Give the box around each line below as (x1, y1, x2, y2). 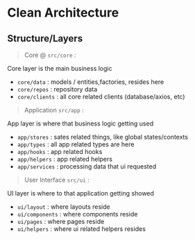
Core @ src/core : (24, 51, 76, 59)
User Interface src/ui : (24, 175, 90, 184)
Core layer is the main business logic (7, 65, 112, 72)
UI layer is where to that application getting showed (7, 189, 155, 197)
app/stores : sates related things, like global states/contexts (17, 133, 189, 141)
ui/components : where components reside (17, 210, 138, 218)
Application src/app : (24, 106, 85, 114)
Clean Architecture (7, 5, 119, 21)
